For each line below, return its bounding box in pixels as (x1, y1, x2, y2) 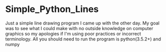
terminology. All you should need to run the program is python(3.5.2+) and (5, 36, 161, 42)
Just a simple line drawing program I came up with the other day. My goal (5, 20, 159, 26)
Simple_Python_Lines (5, 3, 99, 15)
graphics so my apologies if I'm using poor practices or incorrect (5, 30, 142, 36)
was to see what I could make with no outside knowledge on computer (5, 25, 154, 31)
